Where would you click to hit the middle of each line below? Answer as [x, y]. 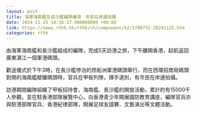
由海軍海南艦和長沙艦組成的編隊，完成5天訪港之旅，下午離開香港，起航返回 [98, 51]
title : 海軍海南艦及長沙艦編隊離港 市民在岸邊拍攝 [61, 17]
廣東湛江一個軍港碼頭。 [34, 58]
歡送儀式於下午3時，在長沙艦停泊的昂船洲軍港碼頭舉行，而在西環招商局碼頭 [98, 70]
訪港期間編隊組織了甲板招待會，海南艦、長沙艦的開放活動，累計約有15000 [96, 90]
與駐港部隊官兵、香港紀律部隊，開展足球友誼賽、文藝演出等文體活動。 [91, 104]
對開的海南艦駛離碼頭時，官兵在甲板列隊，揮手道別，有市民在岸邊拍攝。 [93, 77]
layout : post [22, 11]
